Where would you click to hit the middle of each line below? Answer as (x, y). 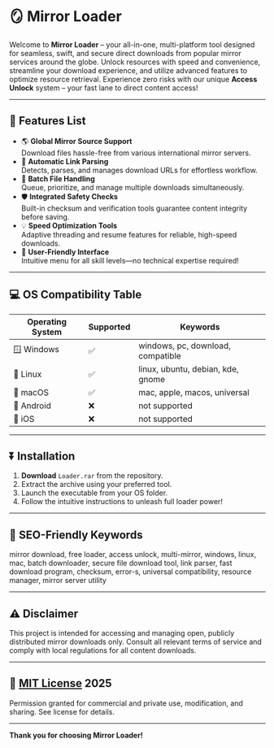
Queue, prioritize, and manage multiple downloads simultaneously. (133, 187)
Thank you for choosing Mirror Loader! (76, 735)
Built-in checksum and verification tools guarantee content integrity (134, 208)
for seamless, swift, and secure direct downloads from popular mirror (126, 53)
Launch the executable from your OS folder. (94, 493)
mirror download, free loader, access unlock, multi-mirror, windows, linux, (133, 554)
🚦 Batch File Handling (58, 178)
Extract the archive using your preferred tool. (96, 485)
